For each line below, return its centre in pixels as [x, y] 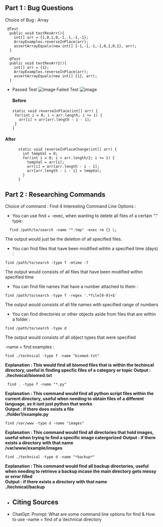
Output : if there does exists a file [40, 409]
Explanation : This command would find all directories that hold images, [80, 432]
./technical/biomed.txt [29, 376]
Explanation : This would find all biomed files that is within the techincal [80, 365]
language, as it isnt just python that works [49, 404]
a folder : [21, 319]
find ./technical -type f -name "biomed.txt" [52, 356]
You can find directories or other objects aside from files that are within [84, 314]
